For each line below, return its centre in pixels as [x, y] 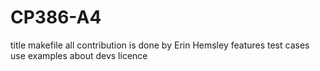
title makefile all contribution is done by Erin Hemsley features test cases [160, 45]
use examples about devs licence [79, 55]
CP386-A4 [56, 17]
